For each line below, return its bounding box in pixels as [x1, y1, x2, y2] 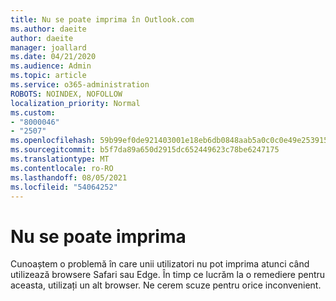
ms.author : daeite [10, 24, 87, 34]
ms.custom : [10, 107, 56, 118]
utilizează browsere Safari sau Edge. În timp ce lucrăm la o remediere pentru [10, 269, 326, 281]
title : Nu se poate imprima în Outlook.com [10, 14, 195, 25]
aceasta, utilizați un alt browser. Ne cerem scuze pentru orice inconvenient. [10, 279, 322, 291]
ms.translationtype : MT [10, 154, 110, 164]
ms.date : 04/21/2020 [10, 52, 97, 62]
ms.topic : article [10, 71, 87, 81]
